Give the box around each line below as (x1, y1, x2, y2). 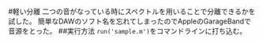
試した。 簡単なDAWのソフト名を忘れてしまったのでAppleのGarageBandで (8, 16, 251, 26)
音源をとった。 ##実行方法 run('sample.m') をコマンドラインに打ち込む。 (8, 27, 247, 35)
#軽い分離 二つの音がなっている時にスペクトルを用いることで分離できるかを (8, 7, 256, 16)
